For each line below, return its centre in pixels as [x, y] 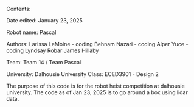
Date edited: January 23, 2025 [45, 20]
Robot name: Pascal [31, 32]
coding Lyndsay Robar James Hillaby [53, 50]
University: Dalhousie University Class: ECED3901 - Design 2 [83, 74]
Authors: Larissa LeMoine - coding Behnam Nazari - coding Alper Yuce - [97, 44]
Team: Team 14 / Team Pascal [44, 62]
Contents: [19, 9]
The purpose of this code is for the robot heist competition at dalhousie [96, 86]
